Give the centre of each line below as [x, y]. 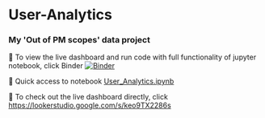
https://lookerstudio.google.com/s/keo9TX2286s [90, 105]
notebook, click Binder [46, 66]
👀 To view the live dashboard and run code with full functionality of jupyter [132, 57]
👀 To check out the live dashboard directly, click [88, 97]
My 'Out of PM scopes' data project [80, 40]
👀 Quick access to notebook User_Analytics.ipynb [91, 81]
